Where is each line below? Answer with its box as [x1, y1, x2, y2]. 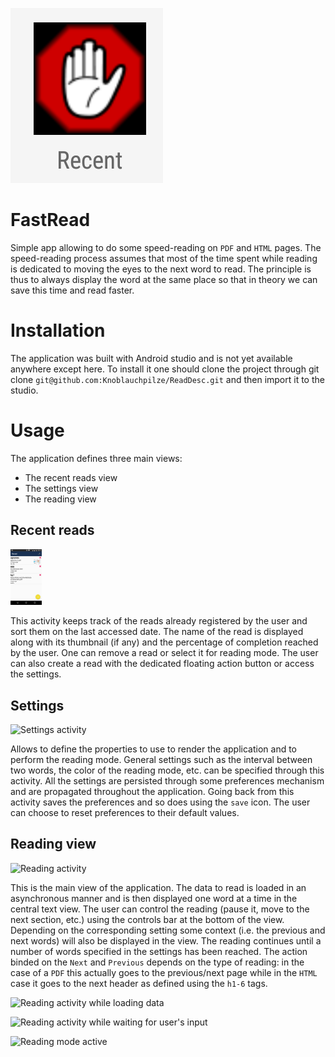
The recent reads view [24, 471, 118, 483]
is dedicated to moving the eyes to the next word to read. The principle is [10, 263, 312, 275]
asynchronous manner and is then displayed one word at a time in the [10, 892, 298, 904]
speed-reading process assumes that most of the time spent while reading [10, 252, 318, 264]
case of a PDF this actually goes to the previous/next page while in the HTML [10, 966, 318, 978]
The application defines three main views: [10, 452, 183, 464]
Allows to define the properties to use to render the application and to [10, 743, 297, 755]
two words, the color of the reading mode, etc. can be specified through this [10, 764, 325, 777]
